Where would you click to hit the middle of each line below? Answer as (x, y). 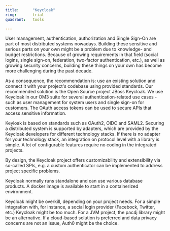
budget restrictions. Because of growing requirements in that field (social (82, 55)
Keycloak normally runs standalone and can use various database (74, 181)
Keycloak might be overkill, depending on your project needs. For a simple (83, 201)
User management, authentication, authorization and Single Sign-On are (81, 38)
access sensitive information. (36, 113)
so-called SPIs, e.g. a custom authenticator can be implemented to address (84, 166)
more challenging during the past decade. (49, 71)
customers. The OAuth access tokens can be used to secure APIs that (78, 108)
